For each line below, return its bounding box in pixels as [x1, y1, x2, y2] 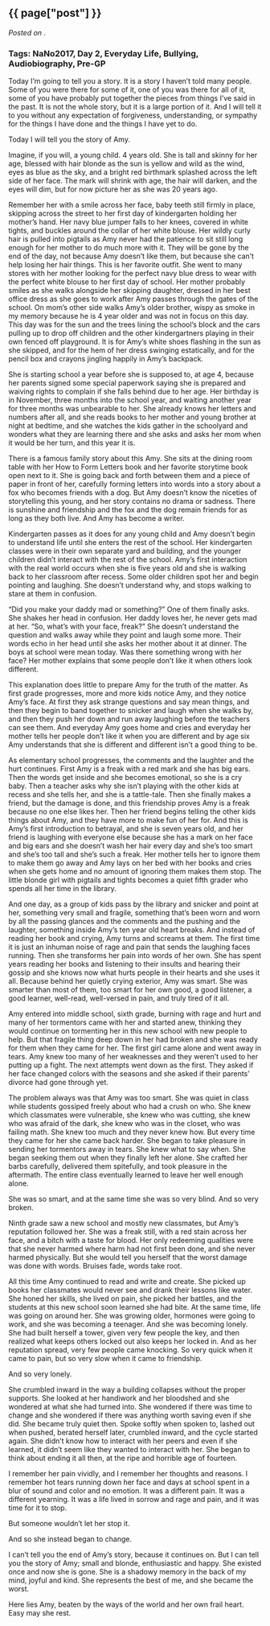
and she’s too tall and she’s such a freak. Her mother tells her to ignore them [8, 849, 261, 860]
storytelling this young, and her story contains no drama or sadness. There [8, 497, 256, 506]
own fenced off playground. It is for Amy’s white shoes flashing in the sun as [8, 337, 261, 347]
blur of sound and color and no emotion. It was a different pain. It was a [8, 1486, 245, 1496]
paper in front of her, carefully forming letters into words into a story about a [8, 479, 261, 489]
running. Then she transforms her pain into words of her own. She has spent [8, 951, 261, 960]
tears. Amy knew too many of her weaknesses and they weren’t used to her [8, 1052, 259, 1062]
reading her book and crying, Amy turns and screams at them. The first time [8, 934, 260, 943]
